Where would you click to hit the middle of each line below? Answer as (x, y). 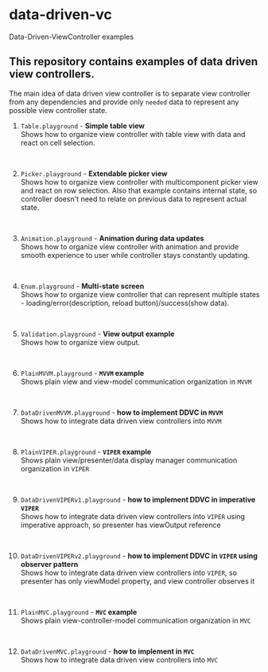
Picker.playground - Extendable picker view (94, 174)
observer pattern (49, 564)
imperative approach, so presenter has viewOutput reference (120, 525)
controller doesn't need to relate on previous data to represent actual (134, 199)
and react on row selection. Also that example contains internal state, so (139, 190)
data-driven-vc (60, 15)
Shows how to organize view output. (80, 342)
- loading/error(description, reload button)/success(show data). (125, 303)
